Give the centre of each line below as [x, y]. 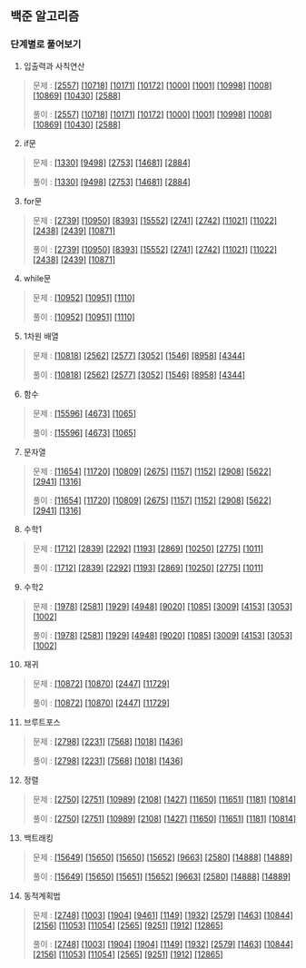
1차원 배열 [41, 336]
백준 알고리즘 [45, 16]
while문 [37, 278]
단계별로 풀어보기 [46, 44]
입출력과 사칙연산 [54, 65]
